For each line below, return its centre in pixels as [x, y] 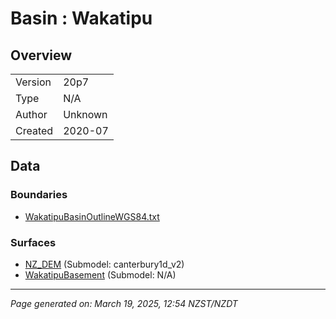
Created [34, 130]
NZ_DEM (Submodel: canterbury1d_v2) [104, 264]
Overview [41, 55]
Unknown [85, 114]
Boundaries [39, 195]
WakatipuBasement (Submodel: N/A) [100, 274]
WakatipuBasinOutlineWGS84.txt [92, 216]
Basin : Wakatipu [81, 18]
